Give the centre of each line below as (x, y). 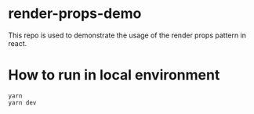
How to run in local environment (114, 75)
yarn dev (22, 102)
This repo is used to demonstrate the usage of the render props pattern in (127, 35)
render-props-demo (75, 14)
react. (18, 43)
